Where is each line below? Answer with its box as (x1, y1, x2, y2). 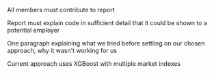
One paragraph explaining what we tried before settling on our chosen (7, 39, 205, 47)
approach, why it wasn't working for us (7, 47, 118, 54)
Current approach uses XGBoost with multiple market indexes (7, 60, 181, 67)
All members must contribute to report (7, 6, 115, 14)
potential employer (7, 26, 60, 34)
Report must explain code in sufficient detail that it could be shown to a (7, 19, 207, 26)
